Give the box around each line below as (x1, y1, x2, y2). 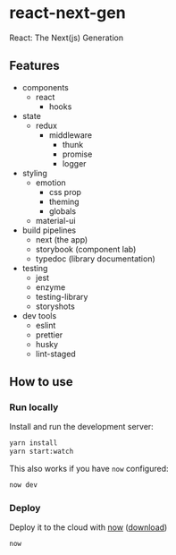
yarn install (9, 439, 58, 448)
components (21, 81, 69, 92)
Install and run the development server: (9, 422, 154, 432)
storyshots (35, 301, 76, 312)
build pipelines (21, 225, 77, 235)
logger (62, 158, 87, 168)
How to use (9, 374, 73, 389)
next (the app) (35, 234, 88, 244)
